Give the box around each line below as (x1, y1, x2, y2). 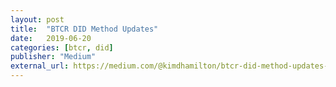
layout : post (10, 14, 65, 25)
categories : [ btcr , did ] (10, 42, 114, 53)
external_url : (10, 61, 70, 71)
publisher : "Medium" (10, 52, 97, 62)
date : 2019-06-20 (10, 33, 92, 43)
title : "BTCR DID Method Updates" (10, 24, 159, 34)
